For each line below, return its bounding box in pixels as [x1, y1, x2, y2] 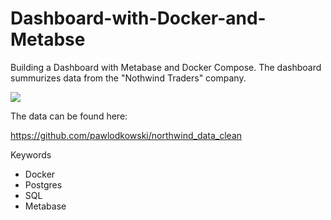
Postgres [24, 178, 63, 191]
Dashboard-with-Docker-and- [10, 7, 267, 30]
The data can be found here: [10, 110, 128, 122]
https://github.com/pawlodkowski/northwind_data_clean [10, 129, 243, 141]
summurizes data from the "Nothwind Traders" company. [10, 72, 247, 84]
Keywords [10, 148, 52, 161]
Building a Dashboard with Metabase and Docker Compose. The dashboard [10, 61, 322, 73]
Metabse [10, 28, 86, 51]
